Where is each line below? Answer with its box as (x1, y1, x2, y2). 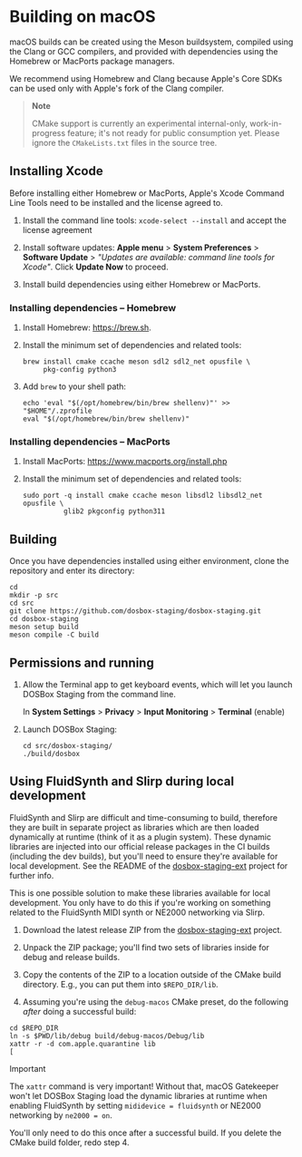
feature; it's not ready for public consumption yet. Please (67, 127, 280, 138)
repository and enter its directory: (9, 565, 135, 577)
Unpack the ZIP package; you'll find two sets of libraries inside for (22, 941, 270, 953)
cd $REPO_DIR (9, 1023, 59, 1033)
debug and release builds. (22, 951, 121, 962)
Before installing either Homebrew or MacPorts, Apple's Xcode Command (9, 188, 285, 199)
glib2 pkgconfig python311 (63, 507, 166, 516)
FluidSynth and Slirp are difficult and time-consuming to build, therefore (9, 812, 278, 822)
